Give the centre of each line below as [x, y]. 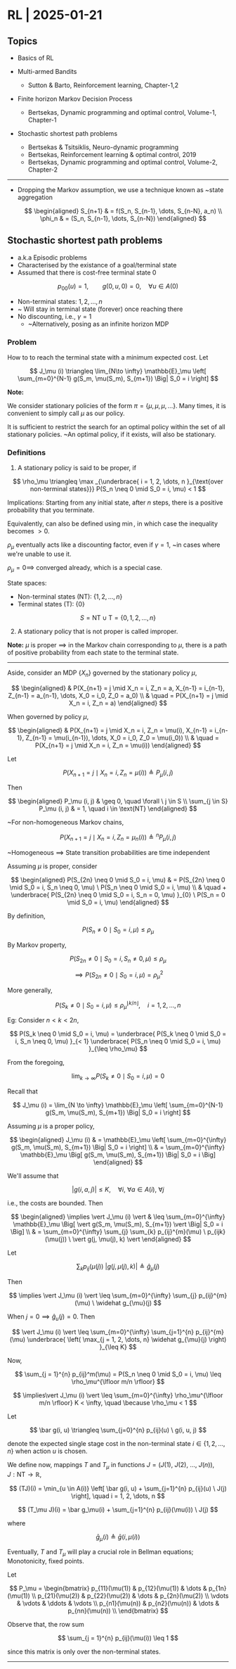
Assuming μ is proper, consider [52, 866]
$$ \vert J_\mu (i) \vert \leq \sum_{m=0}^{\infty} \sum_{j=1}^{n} [103, 1332]
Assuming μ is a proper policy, [51, 1127]
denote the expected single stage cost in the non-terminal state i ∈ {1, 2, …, [116, 1443]
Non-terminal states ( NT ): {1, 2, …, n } [70, 596]
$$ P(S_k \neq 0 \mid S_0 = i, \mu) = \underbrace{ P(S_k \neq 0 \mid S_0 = [118, 1034]
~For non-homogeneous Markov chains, [66, 823]
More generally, [30, 990]
